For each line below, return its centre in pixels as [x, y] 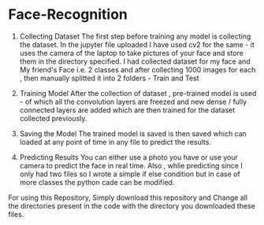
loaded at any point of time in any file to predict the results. [115, 142]
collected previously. [53, 118]
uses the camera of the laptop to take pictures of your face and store [132, 53]
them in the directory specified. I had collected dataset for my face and [135, 61]
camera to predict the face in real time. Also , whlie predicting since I [131, 165]
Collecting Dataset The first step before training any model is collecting [135, 36]
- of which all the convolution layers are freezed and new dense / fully [133, 101]
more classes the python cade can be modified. [97, 182]
